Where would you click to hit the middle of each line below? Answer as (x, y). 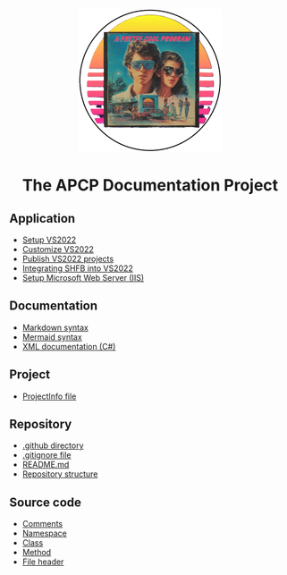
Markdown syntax (55, 327)
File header (43, 562)
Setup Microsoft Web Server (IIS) (83, 278)
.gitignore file (46, 455)
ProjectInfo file (49, 396)
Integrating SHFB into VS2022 (78, 268)
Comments (42, 524)
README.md (46, 465)
